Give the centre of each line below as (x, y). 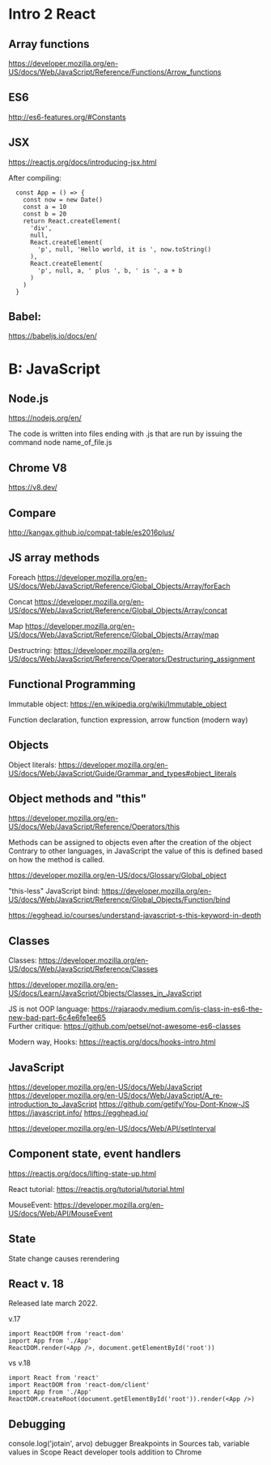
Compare (32, 513)
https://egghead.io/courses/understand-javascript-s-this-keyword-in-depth (135, 916)
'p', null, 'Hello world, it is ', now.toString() (125, 249)
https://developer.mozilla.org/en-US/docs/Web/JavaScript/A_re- (116, 1096)
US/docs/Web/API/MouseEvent (61, 1213)
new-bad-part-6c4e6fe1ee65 (57, 1018)
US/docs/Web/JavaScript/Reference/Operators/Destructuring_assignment (132, 659)
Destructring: (30, 650)
